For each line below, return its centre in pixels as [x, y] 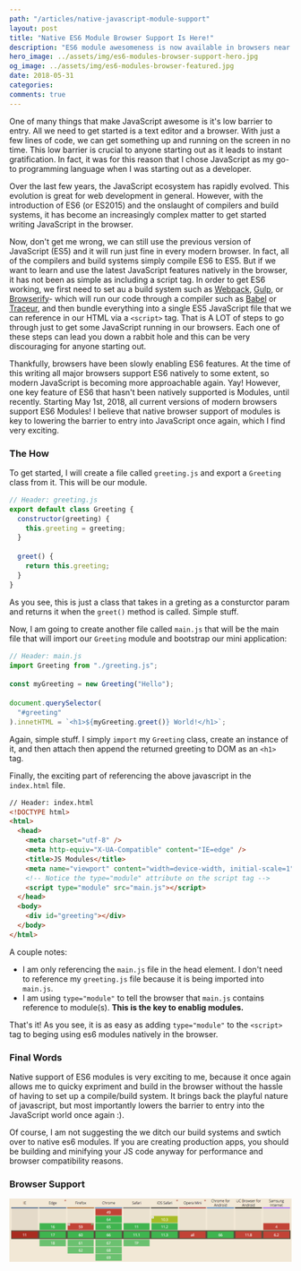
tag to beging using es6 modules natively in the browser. [114, 1034]
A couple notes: [39, 952]
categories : [31, 85]
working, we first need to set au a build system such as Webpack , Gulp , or [146, 289]
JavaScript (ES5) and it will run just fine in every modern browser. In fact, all [149, 251]
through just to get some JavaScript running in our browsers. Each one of [145, 327]
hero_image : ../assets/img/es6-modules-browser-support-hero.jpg [133, 57]
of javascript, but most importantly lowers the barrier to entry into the [137, 1105]
